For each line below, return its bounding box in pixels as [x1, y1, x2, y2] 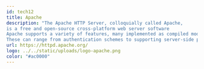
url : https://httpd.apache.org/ [6, 43, 88, 49]
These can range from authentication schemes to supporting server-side [6, 37, 194, 43]
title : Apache [6, 14, 42, 20]
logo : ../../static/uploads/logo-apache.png [6, 48, 121, 54]
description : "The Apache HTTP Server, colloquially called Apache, [6, 20, 183, 26]
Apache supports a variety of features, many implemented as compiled [6, 31, 189, 37]
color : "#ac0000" [6, 53, 50, 59]
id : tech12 [6, 8, 34, 15]
